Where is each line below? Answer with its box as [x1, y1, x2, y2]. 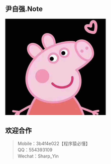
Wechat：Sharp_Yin [17, 153, 59, 159]
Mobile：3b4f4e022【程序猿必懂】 [17, 140, 90, 147]
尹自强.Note [5, 5, 43, 14]
